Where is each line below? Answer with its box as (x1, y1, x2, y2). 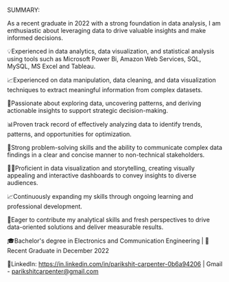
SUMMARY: (7, 6, 40, 14)
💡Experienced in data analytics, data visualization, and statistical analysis (7, 47, 215, 55)
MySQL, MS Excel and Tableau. (7, 62, 96, 70)
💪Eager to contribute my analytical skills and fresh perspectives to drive (7, 216, 210, 224)
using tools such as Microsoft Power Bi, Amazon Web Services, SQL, (7, 55, 202, 63)
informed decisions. (7, 34, 64, 42)
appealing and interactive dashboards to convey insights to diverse (7, 171, 197, 180)
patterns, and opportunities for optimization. (7, 130, 132, 138)
